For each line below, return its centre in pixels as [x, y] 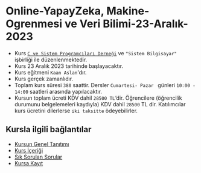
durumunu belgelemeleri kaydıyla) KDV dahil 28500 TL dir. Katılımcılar [100, 104]
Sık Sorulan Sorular [38, 157]
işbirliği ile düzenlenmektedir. [51, 59]
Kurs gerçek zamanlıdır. [44, 79]
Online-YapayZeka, [55, 11]
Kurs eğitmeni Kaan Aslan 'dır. [50, 72]
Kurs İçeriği [29, 150]
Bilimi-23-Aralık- [145, 24]
